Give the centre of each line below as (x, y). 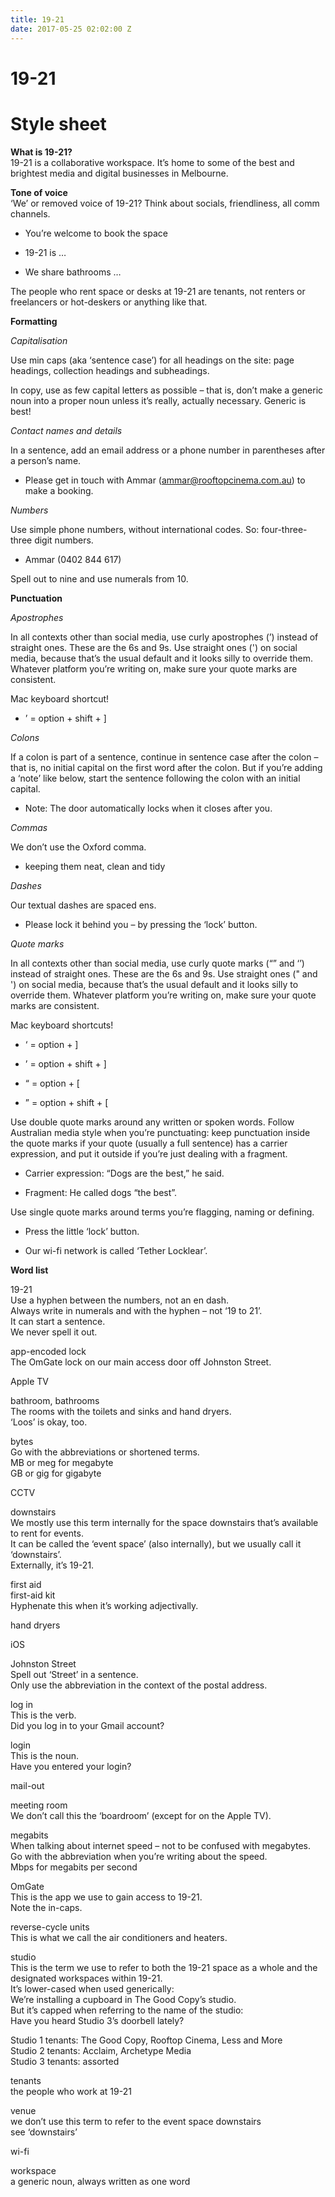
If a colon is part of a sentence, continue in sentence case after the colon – (164, 757)
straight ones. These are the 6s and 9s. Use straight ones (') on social (154, 647)
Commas (29, 827)
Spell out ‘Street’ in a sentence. (74, 1674)
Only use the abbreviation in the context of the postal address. (139, 1685)
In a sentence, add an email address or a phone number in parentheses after (168, 450)
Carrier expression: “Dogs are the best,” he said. (124, 1173)
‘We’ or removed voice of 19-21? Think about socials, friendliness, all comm (165, 203)
